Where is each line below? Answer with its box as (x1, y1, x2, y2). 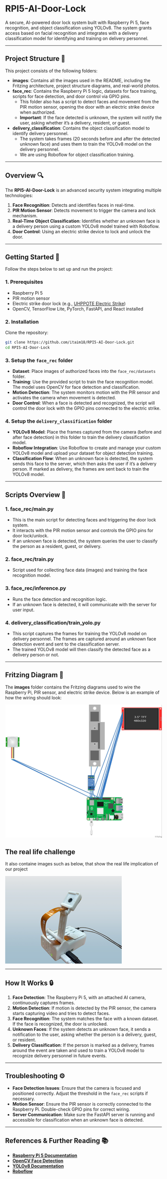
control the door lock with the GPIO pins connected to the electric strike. (12, 405, 161, 411)
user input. (12, 607, 35, 613)
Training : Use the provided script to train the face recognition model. (12, 379, 154, 385)
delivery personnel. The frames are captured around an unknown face (12, 636, 157, 642)
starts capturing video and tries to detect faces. (12, 1011, 110, 1016)
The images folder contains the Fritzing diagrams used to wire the (5, 684, 141, 690)
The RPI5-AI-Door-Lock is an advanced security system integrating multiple (5, 187, 162, 193)
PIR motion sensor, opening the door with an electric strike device (19, 104, 155, 110)
